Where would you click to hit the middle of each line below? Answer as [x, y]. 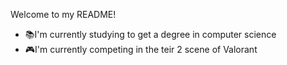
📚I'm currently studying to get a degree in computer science [150, 34]
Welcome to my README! [63, 14]
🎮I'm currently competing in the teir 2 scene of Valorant [141, 49]
